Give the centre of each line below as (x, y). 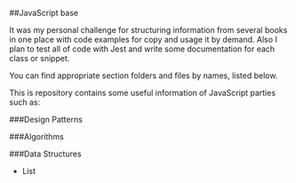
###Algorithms (36, 136)
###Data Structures (45, 154)
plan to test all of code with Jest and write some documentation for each (142, 49)
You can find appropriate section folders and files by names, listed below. (144, 76)
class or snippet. (40, 58)
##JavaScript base (44, 13)
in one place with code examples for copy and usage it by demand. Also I (144, 40)
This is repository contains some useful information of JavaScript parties (143, 93)
